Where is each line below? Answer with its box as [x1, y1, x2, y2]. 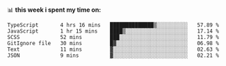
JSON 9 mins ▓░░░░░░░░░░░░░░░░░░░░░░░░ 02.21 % [7, 52, 219, 59]
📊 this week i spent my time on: [7, 6, 102, 14]
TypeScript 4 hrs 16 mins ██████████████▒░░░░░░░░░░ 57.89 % [7, 22, 219, 28]
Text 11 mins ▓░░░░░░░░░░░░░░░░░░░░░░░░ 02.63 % [7, 46, 219, 53]
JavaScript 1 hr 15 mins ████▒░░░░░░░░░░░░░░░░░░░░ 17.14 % [7, 28, 219, 35]
